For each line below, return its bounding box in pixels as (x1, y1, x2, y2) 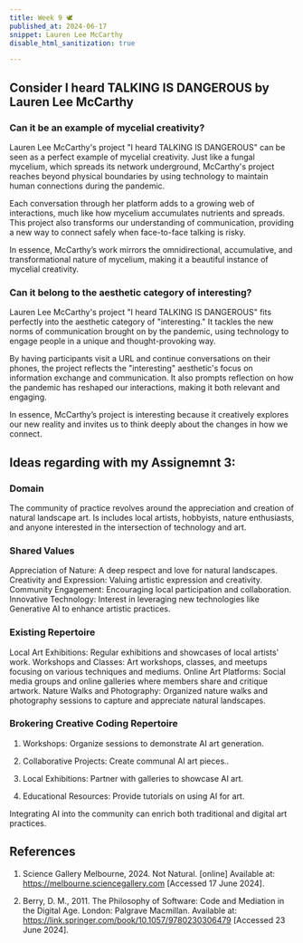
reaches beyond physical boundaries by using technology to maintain (9, 170, 269, 181)
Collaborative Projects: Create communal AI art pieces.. (22, 755, 230, 766)
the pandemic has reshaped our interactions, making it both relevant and (9, 382, 280, 393)
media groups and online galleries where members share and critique (9, 676, 269, 687)
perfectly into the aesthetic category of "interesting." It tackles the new (9, 316, 274, 327)
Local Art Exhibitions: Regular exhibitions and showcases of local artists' (9, 647, 279, 658)
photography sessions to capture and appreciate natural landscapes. (9, 695, 267, 706)
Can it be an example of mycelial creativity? (9, 121, 205, 134)
